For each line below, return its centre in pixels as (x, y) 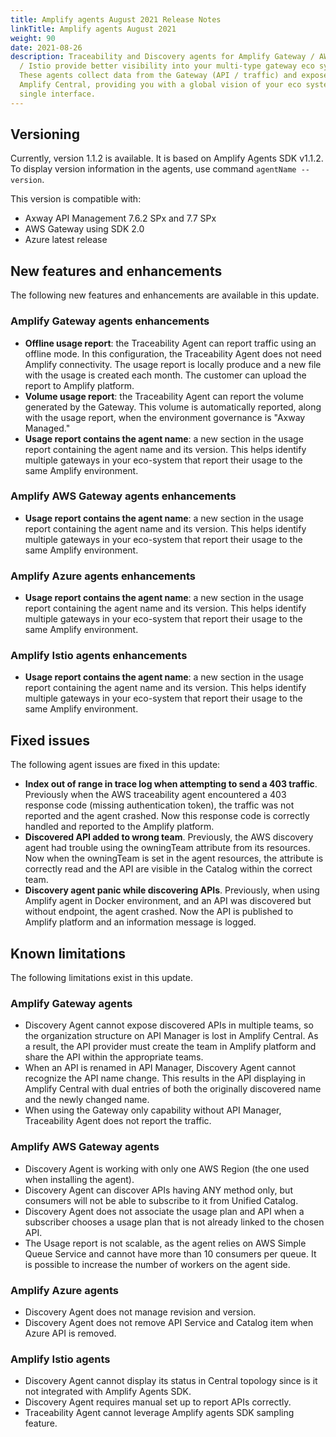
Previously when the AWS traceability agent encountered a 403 (155, 795)
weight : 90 (33, 38)
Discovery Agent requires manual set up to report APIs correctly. (158, 1402)
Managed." (47, 428)
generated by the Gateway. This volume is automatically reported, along (173, 407)
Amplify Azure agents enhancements (103, 576)
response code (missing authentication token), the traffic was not (159, 805)
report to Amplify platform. (79, 385)
